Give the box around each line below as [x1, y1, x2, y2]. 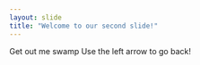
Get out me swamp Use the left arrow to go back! [9, 45, 191, 56]
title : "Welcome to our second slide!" [9, 21, 159, 30]
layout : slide [9, 12, 63, 22]
